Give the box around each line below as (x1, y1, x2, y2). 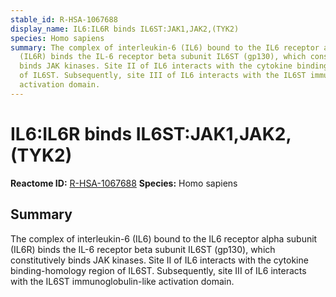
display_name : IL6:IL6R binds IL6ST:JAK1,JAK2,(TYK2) (10, 24, 240, 34)
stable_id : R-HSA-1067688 (10, 14, 118, 25)
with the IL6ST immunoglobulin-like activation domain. (10, 275, 235, 287)
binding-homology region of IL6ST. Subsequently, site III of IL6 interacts (10, 264, 307, 276)
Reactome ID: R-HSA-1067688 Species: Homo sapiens (10, 177, 238, 189)
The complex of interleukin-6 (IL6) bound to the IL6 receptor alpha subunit (10, 232, 318, 245)
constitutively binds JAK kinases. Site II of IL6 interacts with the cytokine (10, 254, 309, 266)
